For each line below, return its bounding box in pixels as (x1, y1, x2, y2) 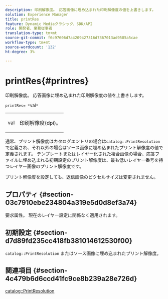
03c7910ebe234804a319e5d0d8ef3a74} (5, 198, 137, 207)
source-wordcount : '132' (5, 45, 57, 50)
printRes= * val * (5, 102, 39, 108)
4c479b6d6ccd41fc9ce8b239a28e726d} (5, 274, 137, 283)
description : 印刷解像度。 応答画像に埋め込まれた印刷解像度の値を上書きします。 (5, 7, 156, 13)
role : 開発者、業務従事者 (5, 26, 53, 31)
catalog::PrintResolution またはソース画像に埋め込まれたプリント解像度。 (5, 250, 161, 256)
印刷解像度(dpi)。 (19, 120, 61, 127)
